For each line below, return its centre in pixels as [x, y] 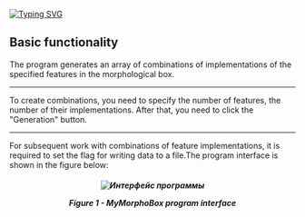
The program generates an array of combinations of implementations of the [151, 64]
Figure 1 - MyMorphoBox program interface [152, 203]
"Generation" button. [49, 119]
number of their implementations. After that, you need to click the [132, 110]
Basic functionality [64, 42]
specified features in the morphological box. [92, 74]
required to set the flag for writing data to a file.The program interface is [144, 155]
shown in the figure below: [59, 164]
